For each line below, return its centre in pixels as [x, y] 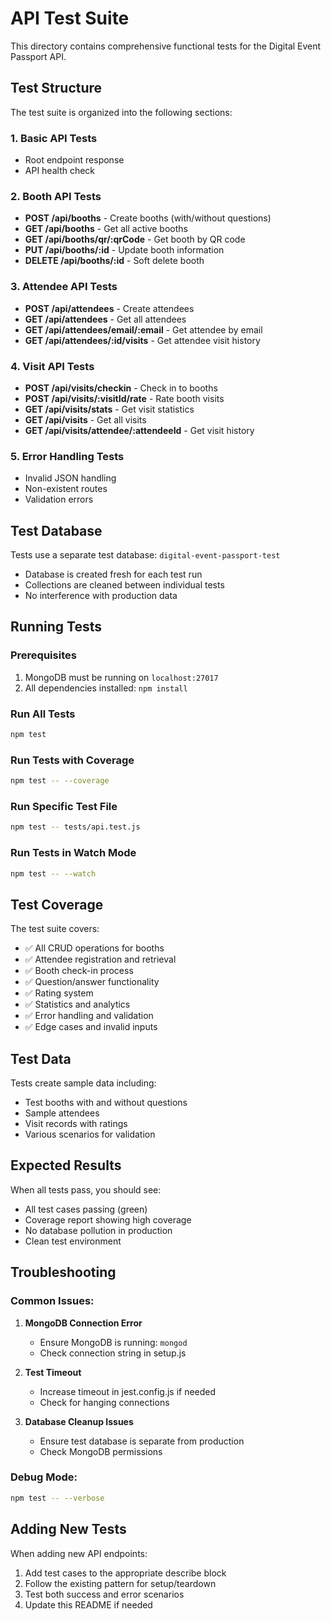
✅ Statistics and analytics [77, 1004]
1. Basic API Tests [54, 138]
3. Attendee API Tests [64, 287]
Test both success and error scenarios [104, 1594]
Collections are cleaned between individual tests [124, 585]
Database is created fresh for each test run [113, 574]
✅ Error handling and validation [89, 1016]
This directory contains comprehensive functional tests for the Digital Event [166, 46]
